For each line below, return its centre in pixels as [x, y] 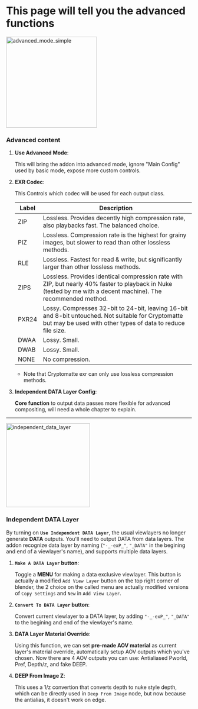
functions [30, 23]
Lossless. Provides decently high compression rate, [114, 218]
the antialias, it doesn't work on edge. [60, 700]
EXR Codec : [29, 182]
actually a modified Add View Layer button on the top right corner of [97, 581]
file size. [54, 331]
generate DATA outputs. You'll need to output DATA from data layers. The [95, 539]
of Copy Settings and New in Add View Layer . [68, 593]
